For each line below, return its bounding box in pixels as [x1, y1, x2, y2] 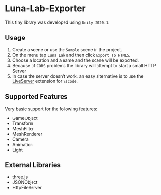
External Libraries [5, 161, 61, 169]
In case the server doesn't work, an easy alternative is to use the [12, 73, 144, 79]
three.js [12, 174, 28, 180]
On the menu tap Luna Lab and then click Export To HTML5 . [12, 52, 130, 58]
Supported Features [5, 92, 68, 101]
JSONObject [12, 179, 38, 185]
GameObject [12, 115, 38, 121]
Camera [12, 136, 29, 142]
